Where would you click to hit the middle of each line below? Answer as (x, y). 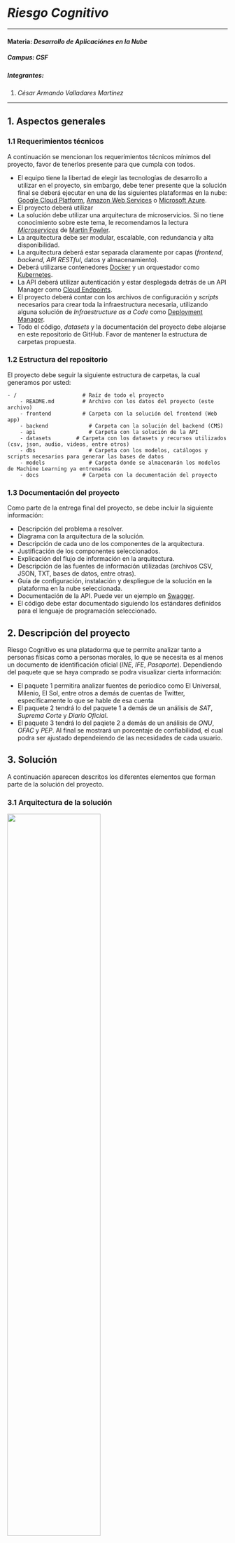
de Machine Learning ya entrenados (59, 469)
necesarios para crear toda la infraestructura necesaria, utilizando (113, 304)
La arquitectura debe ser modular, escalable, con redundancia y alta (115, 237)
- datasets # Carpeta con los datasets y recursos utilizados (123, 438)
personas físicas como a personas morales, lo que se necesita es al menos (115, 657)
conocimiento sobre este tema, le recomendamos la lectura (103, 222)
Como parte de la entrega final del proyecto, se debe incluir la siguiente (110, 508)
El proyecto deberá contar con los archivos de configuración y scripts (118, 297)
